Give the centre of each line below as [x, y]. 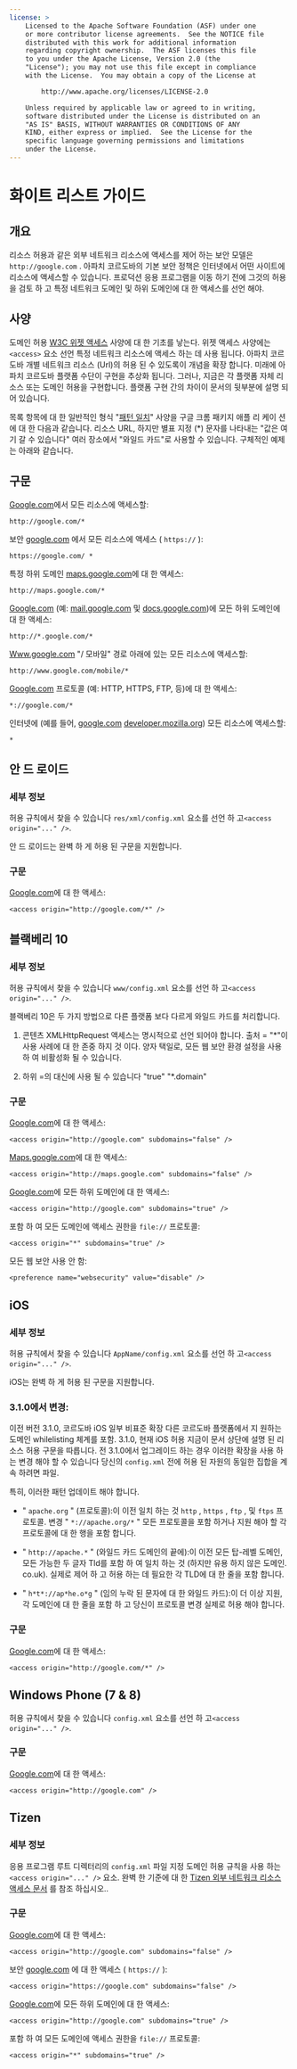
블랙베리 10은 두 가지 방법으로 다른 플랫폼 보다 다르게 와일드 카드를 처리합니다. [144, 1017]
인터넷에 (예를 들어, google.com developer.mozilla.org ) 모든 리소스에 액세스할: [148, 722]
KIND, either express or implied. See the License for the [139, 133]
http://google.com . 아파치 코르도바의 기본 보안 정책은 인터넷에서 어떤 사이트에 [148, 266]
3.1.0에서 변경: [39, 1407]
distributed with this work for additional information [131, 42]
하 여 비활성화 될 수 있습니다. [72, 1058]
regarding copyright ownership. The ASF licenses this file [140, 51]
